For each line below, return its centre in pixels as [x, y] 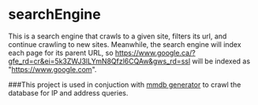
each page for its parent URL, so [61, 52]
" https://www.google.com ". [52, 69]
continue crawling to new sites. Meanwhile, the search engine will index [125, 44]
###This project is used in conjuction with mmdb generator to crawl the [125, 85]
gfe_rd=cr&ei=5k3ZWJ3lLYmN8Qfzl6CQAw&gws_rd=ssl [99, 61]
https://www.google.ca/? [155, 52]
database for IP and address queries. [68, 92]
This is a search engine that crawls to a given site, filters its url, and [118, 36]
